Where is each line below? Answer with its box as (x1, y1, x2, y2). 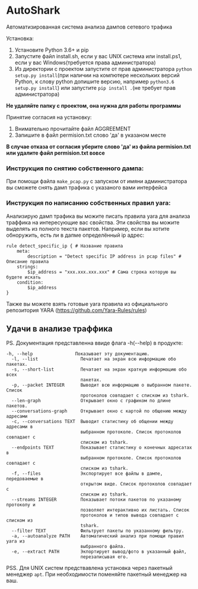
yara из (6, 538, 25, 544)
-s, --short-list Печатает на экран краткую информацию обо (11, 366, 187, 372)
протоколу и (6, 502, 36, 508)
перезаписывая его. (80, 554, 129, 560)
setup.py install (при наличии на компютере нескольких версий (14, 71, 180, 79)
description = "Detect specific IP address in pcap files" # (27, 253, 182, 259)
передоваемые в (6, 476, 44, 482)
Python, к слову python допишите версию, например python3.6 (14, 78, 175, 85)
